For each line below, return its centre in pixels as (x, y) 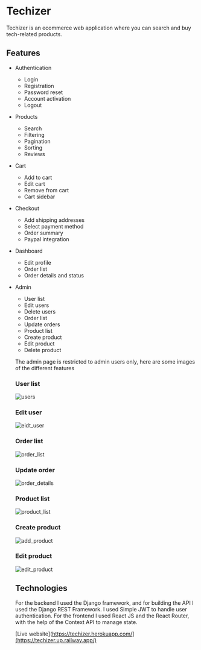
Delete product (43, 350)
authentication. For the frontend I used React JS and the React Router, (102, 616)
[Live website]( (33, 634)
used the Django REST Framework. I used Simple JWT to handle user (101, 609)
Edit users (37, 305)
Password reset (43, 92)
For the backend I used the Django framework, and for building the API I (104, 603)
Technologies (41, 588)
